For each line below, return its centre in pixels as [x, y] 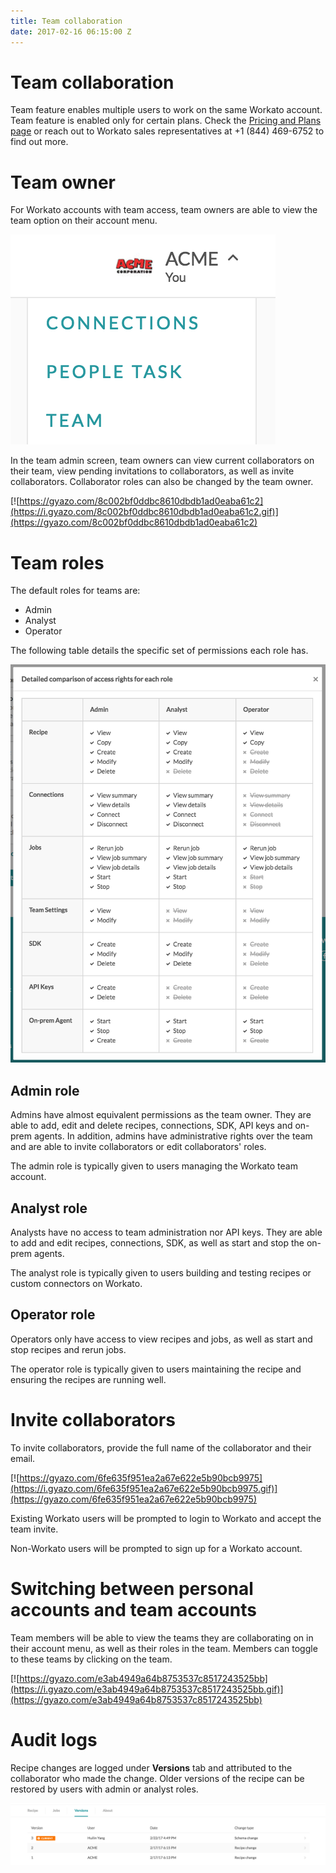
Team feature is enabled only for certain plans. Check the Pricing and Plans [166, 121]
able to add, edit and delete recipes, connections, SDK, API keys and [151, 1126]
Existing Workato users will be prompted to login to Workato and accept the [166, 1518]
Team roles [57, 562]
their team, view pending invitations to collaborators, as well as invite [152, 471]
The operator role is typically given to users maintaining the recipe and [156, 1369]
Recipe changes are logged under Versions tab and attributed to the [151, 1767]
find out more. [39, 142]
